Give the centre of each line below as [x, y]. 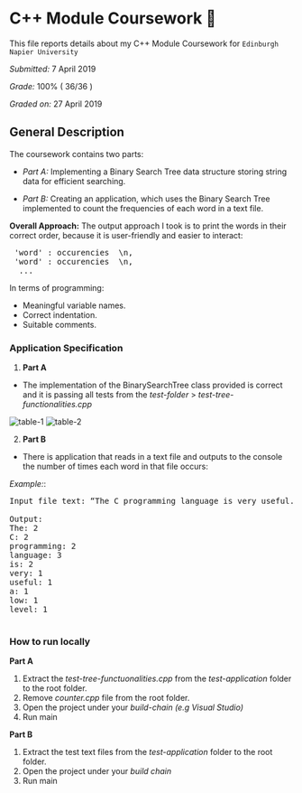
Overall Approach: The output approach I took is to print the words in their [148, 226]
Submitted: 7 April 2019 [53, 69]
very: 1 [26, 574]
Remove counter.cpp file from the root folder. [106, 698]
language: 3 [36, 555]
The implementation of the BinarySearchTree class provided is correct [152, 385]
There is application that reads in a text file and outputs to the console [152, 457]
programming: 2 [43, 546]
